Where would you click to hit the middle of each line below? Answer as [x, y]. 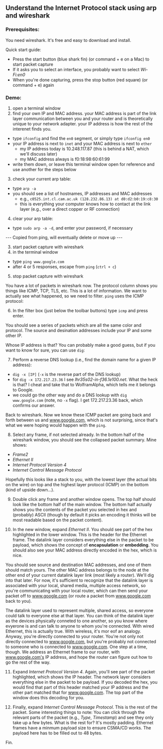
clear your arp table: [33, 218]
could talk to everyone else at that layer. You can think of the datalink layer [80, 615]
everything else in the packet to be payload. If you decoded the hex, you [85, 682]
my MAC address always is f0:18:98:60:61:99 [65, 159]
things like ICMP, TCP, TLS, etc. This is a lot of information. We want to [76, 291]
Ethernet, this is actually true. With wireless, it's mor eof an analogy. [73, 631]
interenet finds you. [32, 129]
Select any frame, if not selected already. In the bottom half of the [78, 434]
